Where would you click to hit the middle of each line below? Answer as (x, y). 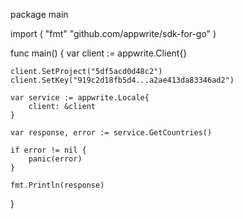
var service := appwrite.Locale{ (80, 98)
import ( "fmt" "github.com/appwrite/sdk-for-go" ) (113, 33)
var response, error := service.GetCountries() (111, 133)
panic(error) (55, 159)
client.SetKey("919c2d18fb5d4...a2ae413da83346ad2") (122, 80)
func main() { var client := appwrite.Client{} (99, 53)
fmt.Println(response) (57, 185)
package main (39, 14)
